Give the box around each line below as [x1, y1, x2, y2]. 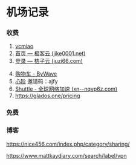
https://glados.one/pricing [15, 92, 80, 100]
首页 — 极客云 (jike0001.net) [15, 50, 86, 57]
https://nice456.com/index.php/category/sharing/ [6, 140, 130, 147]
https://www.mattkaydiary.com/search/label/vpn [6, 152, 127, 159]
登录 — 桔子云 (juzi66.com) [15, 57, 83, 65]
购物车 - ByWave [15, 70, 57, 77]
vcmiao [15, 43, 34, 50]
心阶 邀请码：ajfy [15, 78, 59, 85]
